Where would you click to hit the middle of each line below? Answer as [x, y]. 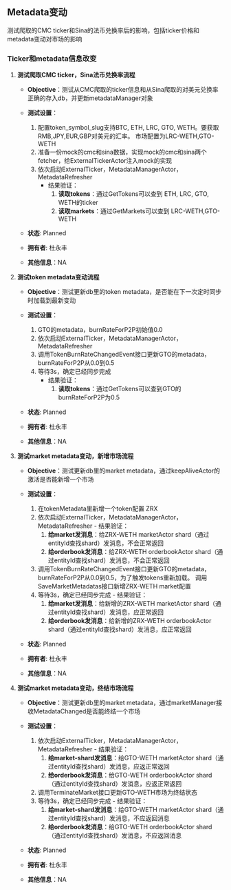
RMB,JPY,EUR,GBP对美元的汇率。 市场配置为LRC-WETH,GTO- [126, 136]
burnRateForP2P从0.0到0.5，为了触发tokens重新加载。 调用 [122, 577]
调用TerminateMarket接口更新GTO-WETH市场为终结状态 [118, 793]
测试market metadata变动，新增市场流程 [75, 456]
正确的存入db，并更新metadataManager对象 [90, 98]
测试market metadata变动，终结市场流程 [75, 688]
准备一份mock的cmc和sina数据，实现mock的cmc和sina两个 [122, 152]
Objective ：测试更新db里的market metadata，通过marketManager [122, 703]
